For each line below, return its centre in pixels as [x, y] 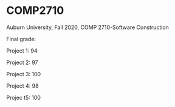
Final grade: [21, 39]
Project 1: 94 [22, 50]
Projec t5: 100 [24, 97]
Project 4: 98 [22, 86]
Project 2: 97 [22, 62]
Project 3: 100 [24, 74]
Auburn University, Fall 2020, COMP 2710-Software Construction [87, 27]
